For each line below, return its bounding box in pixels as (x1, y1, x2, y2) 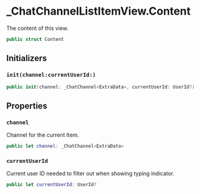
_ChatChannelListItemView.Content (6, 4, 191, 18)
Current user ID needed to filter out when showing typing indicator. (6, 170, 175, 178)
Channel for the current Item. (6, 131, 79, 138)
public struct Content (6, 36, 64, 42)
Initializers (6, 53, 48, 63)
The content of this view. (6, 24, 69, 32)
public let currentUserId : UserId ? (6, 182, 97, 188)
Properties (6, 101, 48, 111)
